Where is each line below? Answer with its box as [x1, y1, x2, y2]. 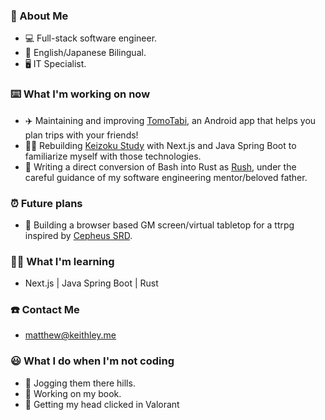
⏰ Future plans [10, 196, 83, 210]
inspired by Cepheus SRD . [24, 229, 133, 241]
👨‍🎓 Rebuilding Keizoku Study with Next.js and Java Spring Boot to [24, 139, 297, 151]
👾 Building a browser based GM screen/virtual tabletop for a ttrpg [24, 219, 295, 231]
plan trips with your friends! [24, 129, 139, 141]
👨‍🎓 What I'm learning [10, 254, 115, 268]
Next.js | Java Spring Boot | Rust [24, 277, 159, 289]
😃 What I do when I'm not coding [10, 354, 175, 368]
